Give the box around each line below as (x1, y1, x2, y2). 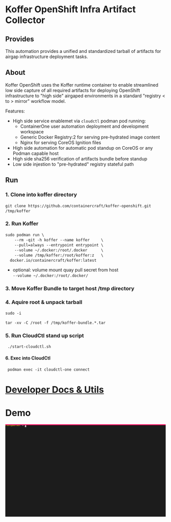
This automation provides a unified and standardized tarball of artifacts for (5, 48, 161, 54)
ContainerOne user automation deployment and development (20, 123, 149, 129)
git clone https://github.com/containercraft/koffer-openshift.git (5, 203, 152, 208)
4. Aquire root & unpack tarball (5, 298, 82, 306)
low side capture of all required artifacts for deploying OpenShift (5, 87, 140, 93)
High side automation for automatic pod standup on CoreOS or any (12, 145, 153, 151)
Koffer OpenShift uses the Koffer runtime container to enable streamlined (5, 81, 159, 88)
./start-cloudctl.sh (7, 344, 51, 349)
